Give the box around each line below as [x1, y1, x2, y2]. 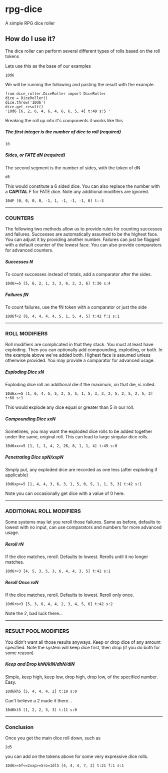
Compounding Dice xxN [5, 416, 56, 422]
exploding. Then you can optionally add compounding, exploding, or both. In [5, 347, 162, 353]
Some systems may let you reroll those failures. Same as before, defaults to [5, 519, 161, 525]
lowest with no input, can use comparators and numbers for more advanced [5, 525, 162, 531]
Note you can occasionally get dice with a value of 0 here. [5, 490, 125, 496]
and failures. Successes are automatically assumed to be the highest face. [5, 231, 158, 237]
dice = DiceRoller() [5, 95, 48, 101]
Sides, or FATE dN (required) [5, 152, 65, 158]
